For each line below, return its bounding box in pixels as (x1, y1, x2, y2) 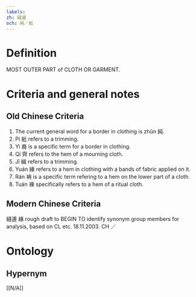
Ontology (6, 244, 54, 258)
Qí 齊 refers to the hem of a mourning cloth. (14, 150, 124, 158)
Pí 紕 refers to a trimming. (14, 135, 79, 142)
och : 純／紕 (6, 20, 34, 26)
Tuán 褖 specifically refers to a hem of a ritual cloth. (14, 180, 144, 188)
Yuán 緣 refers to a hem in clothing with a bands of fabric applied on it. (14, 165, 191, 173)
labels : (6, 8, 26, 15)
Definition (6, 46, 57, 60)
